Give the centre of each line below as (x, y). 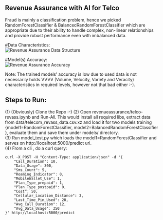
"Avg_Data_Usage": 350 (37, 208)
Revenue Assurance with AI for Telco (62, 8)
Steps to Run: (26, 100)
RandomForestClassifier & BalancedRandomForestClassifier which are (75, 25)
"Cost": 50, (26, 191)
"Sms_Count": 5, (30, 170)
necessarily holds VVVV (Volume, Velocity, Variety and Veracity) (70, 79)
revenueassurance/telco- (118, 111)
